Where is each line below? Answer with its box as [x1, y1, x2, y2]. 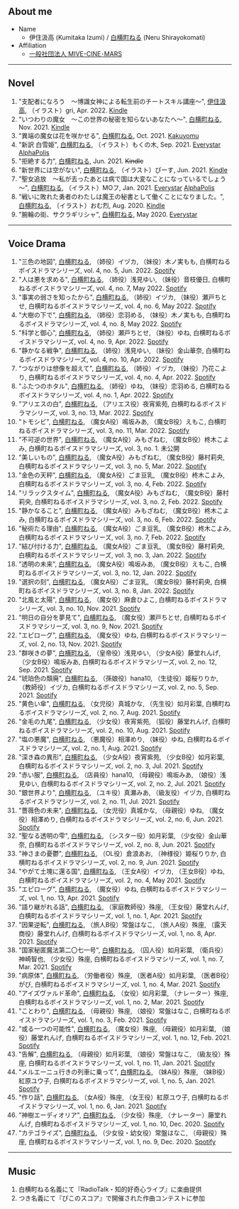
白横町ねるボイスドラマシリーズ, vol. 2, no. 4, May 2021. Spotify [18, 876, 206, 885]
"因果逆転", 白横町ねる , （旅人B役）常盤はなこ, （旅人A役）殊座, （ [18, 921, 215, 929]
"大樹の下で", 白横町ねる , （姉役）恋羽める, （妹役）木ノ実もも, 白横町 [18, 311, 225, 320]
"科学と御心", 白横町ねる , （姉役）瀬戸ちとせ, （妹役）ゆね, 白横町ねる [18, 329, 225, 337]
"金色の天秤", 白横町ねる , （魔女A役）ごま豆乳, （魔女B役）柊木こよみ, [18, 471, 226, 480]
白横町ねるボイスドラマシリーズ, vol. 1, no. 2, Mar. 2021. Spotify [18, 998, 205, 1006]
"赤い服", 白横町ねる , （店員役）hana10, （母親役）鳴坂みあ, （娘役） [18, 771, 221, 779]
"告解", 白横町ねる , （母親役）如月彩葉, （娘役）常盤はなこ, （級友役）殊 [18, 1050, 231, 1059]
